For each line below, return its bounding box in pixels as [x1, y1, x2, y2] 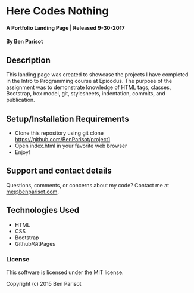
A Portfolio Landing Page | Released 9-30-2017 [6, 24, 125, 31]
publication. [6, 97, 35, 104]
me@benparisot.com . [6, 188, 60, 195]
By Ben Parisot [6, 38, 43, 45]
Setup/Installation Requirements [6, 113, 129, 124]
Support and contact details [6, 166, 112, 176]
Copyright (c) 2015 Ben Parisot [6, 280, 82, 287]
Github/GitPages [14, 240, 55, 247]
